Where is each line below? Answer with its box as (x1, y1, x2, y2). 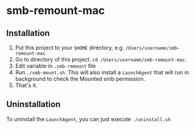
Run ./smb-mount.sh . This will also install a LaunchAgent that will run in (15, 69, 190, 76)
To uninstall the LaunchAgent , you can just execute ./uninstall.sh (6, 115, 171, 122)
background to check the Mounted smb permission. (15, 75, 146, 82)
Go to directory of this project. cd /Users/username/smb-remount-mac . (15, 56, 187, 63)
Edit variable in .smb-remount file (15, 62, 96, 69)
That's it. (15, 82, 38, 89)
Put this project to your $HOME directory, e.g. (15, 44, 124, 51)
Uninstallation (6, 99, 61, 110)
